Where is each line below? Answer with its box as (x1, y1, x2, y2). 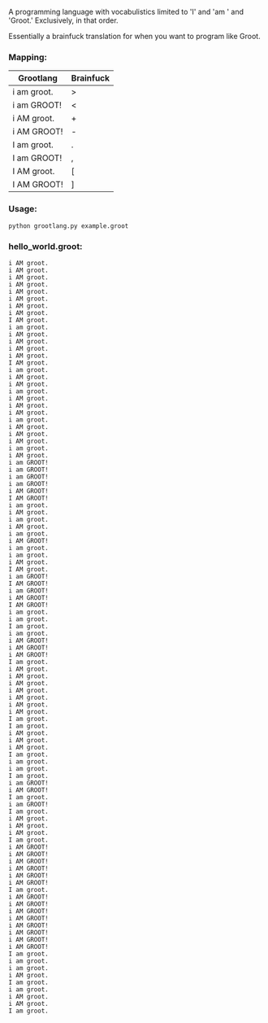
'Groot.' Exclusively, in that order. (8, 15, 119, 25)
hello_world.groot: (8, 240, 83, 251)
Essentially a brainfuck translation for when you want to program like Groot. (8, 32, 262, 41)
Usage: (8, 203, 38, 215)
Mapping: (8, 51, 47, 63)
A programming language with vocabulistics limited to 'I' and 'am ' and (8, 7, 244, 16)
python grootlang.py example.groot (8, 221, 129, 230)
